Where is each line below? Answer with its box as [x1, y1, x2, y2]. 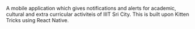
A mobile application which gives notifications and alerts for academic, [6, 5, 176, 11]
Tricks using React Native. [6, 17, 69, 23]
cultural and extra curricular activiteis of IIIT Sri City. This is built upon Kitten [6, 11, 190, 18]
